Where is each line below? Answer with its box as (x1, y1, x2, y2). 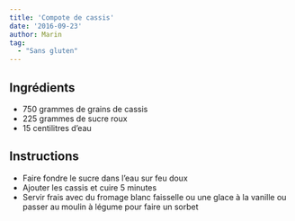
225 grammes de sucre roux (22, 113, 128, 124)
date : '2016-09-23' (9, 22, 83, 31)
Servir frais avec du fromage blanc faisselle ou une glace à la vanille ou (22, 191, 287, 202)
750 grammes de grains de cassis (22, 103, 148, 114)
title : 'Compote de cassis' (9, 13, 115, 22)
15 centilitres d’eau (22, 122, 92, 133)
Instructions (9, 149, 79, 164)
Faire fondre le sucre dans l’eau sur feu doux (22, 172, 189, 183)
